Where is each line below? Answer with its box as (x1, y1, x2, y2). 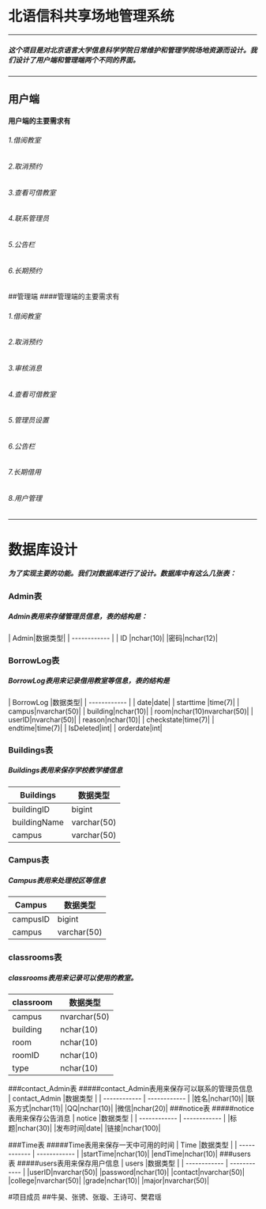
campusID (12, 914, 50, 925)
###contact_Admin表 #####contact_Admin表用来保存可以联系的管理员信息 (8, 1084, 253, 1093)
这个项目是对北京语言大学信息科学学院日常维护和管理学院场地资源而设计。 (8, 45, 250, 55)
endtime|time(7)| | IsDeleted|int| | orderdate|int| (8, 723, 163, 733)
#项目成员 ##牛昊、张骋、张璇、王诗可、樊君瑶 (8, 1192, 162, 1202)
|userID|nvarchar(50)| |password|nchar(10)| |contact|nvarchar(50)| (27, 1168, 245, 1177)
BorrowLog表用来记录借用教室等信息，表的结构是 (8, 676, 170, 685)
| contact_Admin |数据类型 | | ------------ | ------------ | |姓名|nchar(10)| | (8, 1093, 249, 1104)
